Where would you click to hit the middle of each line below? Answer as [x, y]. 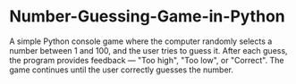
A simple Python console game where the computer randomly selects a [141, 41]
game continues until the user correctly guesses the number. [122, 70]
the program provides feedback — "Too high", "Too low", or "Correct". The [147, 60]
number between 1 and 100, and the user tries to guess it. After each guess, [148, 50]
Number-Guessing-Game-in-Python [147, 17]
